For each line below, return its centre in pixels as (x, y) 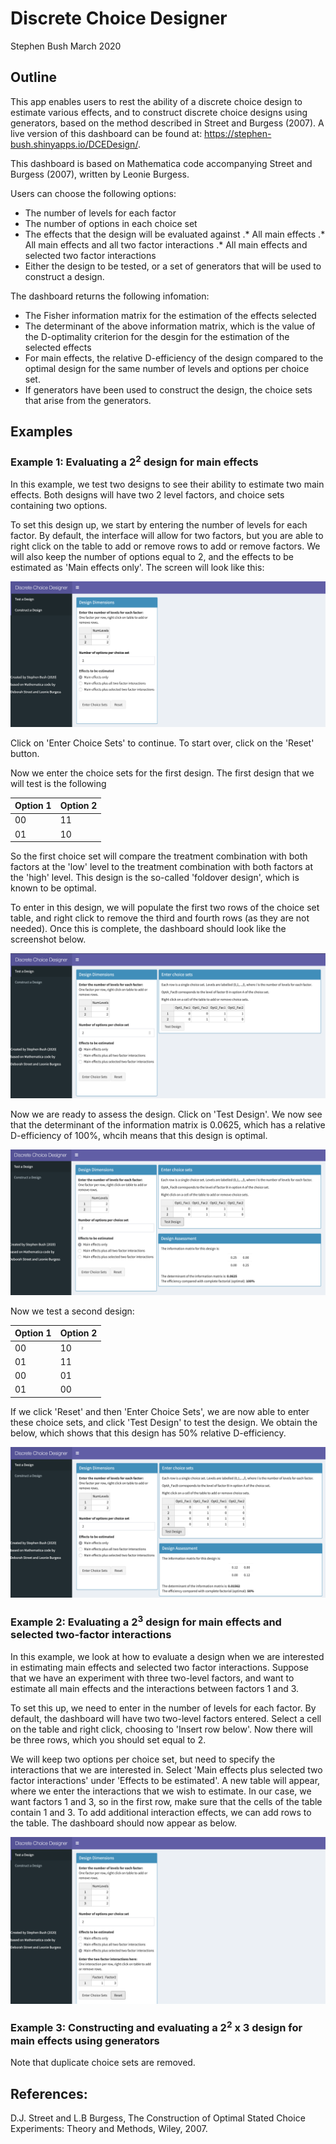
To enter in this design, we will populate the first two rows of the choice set (165, 908)
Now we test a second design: (72, 1311)
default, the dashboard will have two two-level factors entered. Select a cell (166, 1718)
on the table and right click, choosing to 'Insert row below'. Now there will (161, 1729)
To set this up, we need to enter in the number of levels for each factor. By (163, 1708)
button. (25, 753)
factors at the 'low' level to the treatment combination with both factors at (162, 867)
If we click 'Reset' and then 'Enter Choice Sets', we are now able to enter (160, 1411)
